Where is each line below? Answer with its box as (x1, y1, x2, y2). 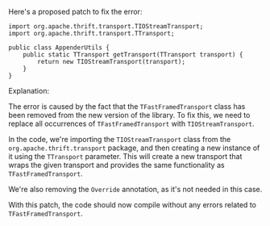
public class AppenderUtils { (8, 44, 110, 52)
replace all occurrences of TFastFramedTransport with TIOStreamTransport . (8, 119, 255, 128)
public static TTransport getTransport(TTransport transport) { (23, 51, 243, 59)
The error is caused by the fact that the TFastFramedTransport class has (8, 102, 246, 111)
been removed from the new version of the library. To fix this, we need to (8, 111, 251, 119)
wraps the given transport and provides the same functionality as (8, 161, 225, 169)
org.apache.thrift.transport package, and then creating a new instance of (8, 143, 260, 153)
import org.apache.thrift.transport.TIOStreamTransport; (8, 23, 204, 31)
